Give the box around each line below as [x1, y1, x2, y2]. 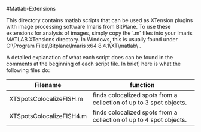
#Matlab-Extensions [6, 5, 56, 12]
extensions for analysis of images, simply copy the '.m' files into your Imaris [6, 29, 193, 37]
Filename [35, 81, 62, 89]
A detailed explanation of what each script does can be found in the [6, 54, 173, 61]
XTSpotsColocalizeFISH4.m [9, 112, 87, 120]
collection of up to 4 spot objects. [92, 116, 187, 124]
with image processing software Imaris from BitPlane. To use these [6, 23, 171, 30]
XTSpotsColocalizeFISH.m [9, 95, 83, 103]
